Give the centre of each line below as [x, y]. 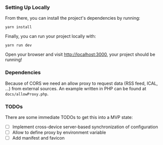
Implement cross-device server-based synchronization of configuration [85, 127]
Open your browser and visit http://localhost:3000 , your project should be [80, 54]
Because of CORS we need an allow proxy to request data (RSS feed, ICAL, [81, 83]
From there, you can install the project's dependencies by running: [73, 18]
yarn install [19, 27]
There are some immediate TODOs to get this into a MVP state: [69, 117]
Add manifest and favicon [39, 138]
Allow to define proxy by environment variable [59, 132]
